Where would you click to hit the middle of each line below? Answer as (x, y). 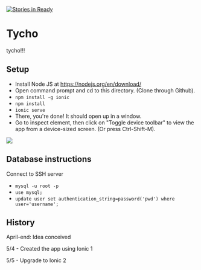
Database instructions (49, 159)
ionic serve (30, 110)
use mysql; (29, 192)
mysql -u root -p (37, 186)
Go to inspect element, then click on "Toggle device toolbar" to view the (104, 122)
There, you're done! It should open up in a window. (78, 116)
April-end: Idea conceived (39, 237)
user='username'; (37, 204)
